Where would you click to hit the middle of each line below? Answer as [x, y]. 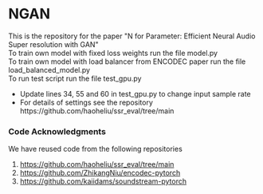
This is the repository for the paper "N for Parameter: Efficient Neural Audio [132, 36]
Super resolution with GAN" [53, 44]
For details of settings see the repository [86, 102]
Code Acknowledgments [57, 131]
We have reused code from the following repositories [96, 149]
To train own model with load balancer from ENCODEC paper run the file [127, 61]
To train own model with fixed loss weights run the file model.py [113, 53]
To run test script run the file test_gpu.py [75, 78]
